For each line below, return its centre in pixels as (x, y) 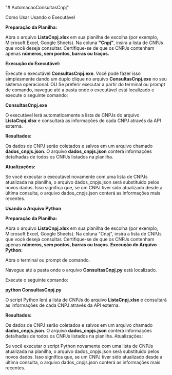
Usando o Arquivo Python (33, 208)
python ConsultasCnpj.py (33, 290)
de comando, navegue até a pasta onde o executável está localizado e (80, 90)
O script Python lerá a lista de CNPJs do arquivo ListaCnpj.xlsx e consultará (86, 300)
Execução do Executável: (33, 63)
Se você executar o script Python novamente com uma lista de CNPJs (79, 346)
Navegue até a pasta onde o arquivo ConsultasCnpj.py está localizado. (81, 270)
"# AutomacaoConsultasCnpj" (37, 7)
